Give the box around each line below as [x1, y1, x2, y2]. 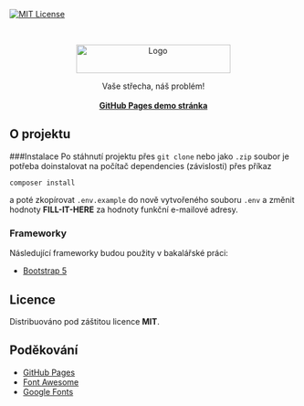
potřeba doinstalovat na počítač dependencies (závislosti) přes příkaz [9, 160, 272, 171]
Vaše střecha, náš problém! [101, 80, 205, 91]
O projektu [9, 126, 71, 142]
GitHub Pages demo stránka [99, 101, 208, 111]
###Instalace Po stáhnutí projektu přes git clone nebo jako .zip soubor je [9, 151, 289, 162]
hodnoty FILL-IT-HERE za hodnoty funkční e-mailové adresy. [9, 204, 239, 215]
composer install [9, 178, 76, 187]
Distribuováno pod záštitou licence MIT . [9, 315, 160, 326]
